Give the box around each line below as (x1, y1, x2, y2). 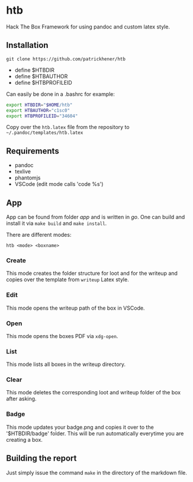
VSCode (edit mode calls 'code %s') (14, 181, 104, 188)
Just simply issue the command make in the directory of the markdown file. (6, 469, 188, 476)
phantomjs (14, 174, 41, 181)
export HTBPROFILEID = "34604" (6, 113, 78, 119)
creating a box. (6, 436, 43, 443)
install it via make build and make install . (6, 220, 107, 227)
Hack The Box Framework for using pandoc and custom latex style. (6, 23, 171, 30)
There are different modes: (6, 232, 72, 238)
